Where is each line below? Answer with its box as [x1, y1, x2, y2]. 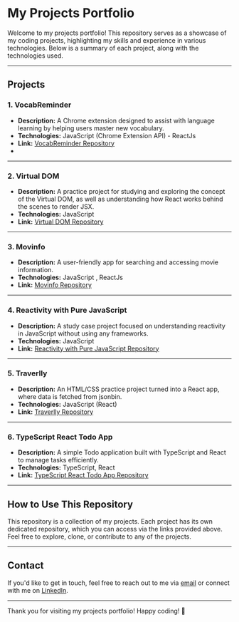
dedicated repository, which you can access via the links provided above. [7, 524, 223, 533]
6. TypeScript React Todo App [7, 432, 113, 442]
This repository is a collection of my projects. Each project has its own [7, 517, 213, 525]
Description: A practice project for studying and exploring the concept [17, 187, 225, 195]
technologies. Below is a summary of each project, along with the [7, 43, 199, 52]
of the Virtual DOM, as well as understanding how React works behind [17, 195, 223, 203]
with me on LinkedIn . [7, 586, 69, 594]
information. [17, 266, 53, 274]
